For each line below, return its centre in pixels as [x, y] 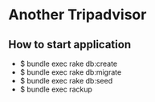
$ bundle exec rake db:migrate [71, 72]
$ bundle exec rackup [56, 89]
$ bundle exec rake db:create [69, 63]
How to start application [69, 45]
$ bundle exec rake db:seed [66, 81]
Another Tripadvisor [77, 15]
